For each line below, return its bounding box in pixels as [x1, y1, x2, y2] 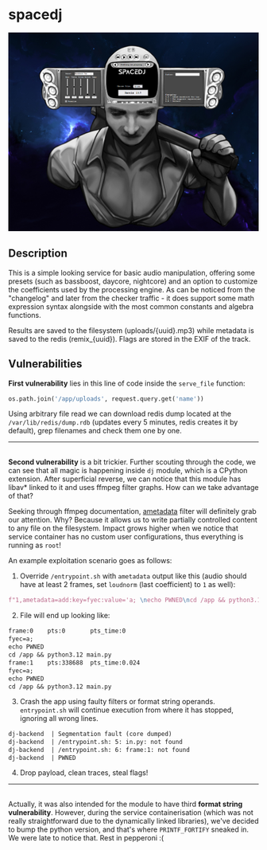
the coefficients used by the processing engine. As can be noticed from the [8, 284, 256, 294]
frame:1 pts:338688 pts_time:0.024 [8, 659, 141, 667]
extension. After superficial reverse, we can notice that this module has [8, 474, 242, 484]
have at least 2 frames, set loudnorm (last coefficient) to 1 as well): [19, 580, 236, 590]
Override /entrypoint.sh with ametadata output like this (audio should [19, 571, 247, 581]
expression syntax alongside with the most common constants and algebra [8, 301, 254, 311]
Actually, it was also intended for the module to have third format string [8, 799, 243, 809]
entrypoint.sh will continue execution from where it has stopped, [19, 705, 234, 715]
